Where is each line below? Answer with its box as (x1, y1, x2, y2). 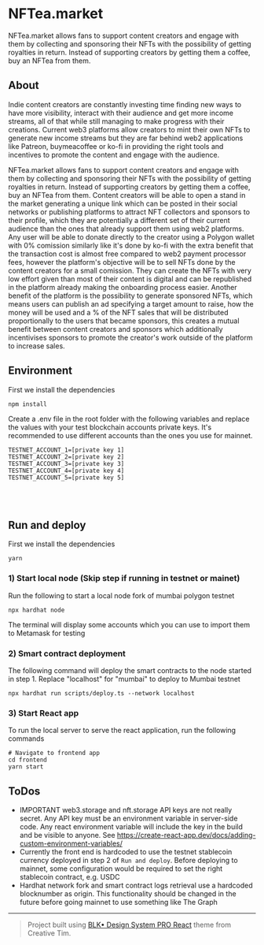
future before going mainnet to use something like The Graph (19, 898, 218, 907)
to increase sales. (8, 340, 65, 351)
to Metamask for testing (8, 628, 86, 638)
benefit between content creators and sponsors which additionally (8, 324, 223, 333)
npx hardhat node (8, 606, 65, 614)
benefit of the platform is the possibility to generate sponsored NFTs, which (8, 291, 253, 300)
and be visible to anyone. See (19, 831, 115, 840)
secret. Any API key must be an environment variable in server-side (19, 813, 238, 824)
